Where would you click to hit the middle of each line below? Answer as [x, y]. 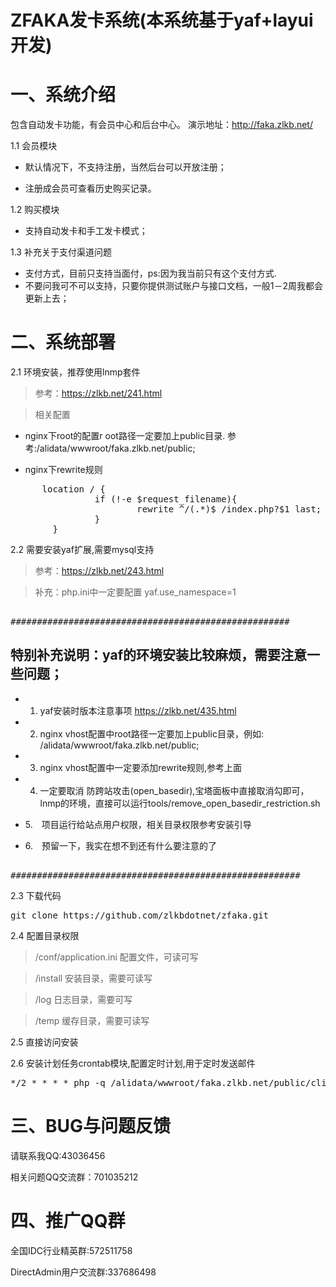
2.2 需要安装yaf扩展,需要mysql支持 [82, 550]
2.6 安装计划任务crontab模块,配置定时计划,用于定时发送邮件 [133, 1063]
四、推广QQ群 [68, 1221]
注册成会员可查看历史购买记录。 [90, 188]
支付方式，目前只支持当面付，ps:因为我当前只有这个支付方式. [150, 273]
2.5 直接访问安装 [44, 1042]
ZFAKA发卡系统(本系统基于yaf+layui [162, 20]
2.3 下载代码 [36, 895]
